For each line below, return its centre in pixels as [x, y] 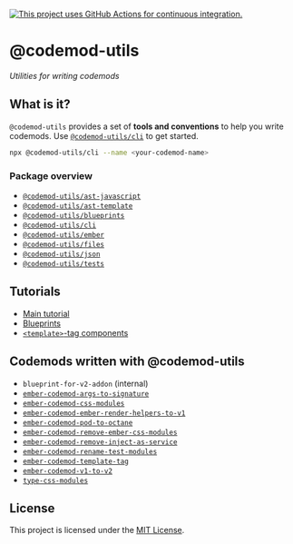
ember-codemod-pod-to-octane [78, 422]
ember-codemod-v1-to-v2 [68, 471]
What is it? [40, 104]
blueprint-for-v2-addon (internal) [85, 383]
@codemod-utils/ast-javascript [82, 196]
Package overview [51, 175]
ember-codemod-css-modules [73, 403]
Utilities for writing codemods [64, 75]
